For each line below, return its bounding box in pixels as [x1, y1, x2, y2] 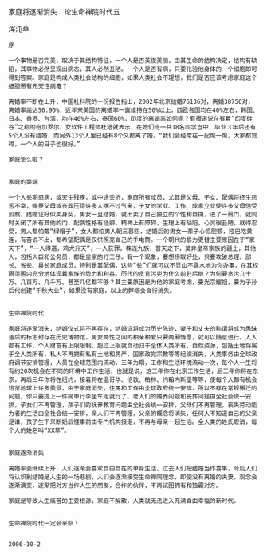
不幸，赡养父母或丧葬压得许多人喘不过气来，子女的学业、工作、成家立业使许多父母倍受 [14, 202, 257, 210]
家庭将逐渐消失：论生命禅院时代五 [8, 7, 120, 16]
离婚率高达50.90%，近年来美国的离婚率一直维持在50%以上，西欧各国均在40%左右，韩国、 [8, 106, 259, 114]
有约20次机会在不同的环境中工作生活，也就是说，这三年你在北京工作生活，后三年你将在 [8, 367, 253, 375]
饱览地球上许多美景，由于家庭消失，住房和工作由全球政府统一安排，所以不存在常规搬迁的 [8, 384, 257, 392]
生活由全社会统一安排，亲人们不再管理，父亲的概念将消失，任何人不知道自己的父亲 [26, 410, 257, 418]
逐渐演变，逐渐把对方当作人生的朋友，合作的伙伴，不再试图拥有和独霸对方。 [8, 482, 222, 490]
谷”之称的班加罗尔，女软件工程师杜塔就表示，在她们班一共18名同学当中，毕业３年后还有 [8, 123, 257, 131]
